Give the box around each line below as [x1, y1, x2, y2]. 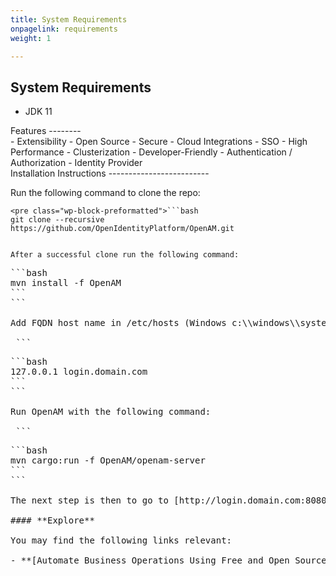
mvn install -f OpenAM [10, 277, 122, 289]
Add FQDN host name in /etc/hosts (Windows [10, 317, 227, 329]
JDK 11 [24, 106, 53, 118]
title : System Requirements [10, 14, 128, 25]
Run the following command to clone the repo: [10, 187, 201, 199]
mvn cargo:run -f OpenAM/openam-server [10, 455, 206, 466]
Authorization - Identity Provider [10, 157, 143, 169]
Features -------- [10, 125, 82, 137]
